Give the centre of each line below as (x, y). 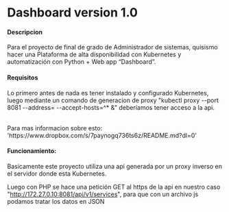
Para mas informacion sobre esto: (55, 128)
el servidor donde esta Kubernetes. (57, 174)
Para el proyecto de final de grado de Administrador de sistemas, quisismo (112, 47)
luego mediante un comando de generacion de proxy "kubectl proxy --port (113, 100)
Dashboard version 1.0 (73, 13)
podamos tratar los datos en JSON (56, 201)
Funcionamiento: (32, 151)
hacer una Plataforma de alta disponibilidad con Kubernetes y (94, 55)
